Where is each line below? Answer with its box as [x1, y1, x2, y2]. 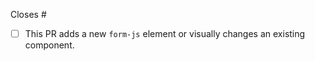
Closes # [10, 9, 47, 20]
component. [24, 39, 75, 51]
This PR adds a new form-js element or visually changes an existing [24, 28, 306, 39]
